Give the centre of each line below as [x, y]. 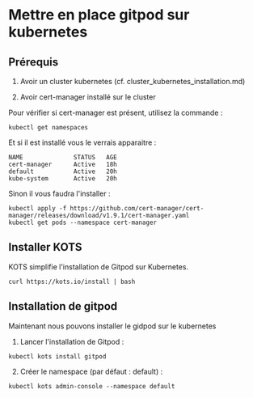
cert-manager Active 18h [63, 164]
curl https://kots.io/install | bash [72, 282]
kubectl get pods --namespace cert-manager [83, 222]
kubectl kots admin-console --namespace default [92, 386]
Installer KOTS [45, 247]
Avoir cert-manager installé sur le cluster [88, 97]
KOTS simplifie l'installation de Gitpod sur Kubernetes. [98, 267]
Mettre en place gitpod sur [99, 15]
